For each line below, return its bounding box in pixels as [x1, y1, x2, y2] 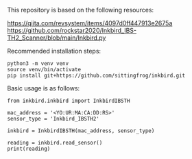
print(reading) [7, 145, 51, 152]
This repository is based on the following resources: [7, 6, 154, 14]
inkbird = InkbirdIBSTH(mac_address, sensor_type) [7, 127, 155, 134]
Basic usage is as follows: [7, 84, 80, 92]
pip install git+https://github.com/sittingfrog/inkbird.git [7, 72, 186, 79]
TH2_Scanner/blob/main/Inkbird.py [7, 34, 106, 42]
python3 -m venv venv [7, 60, 69, 67]
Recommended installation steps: [7, 47, 101, 55]
